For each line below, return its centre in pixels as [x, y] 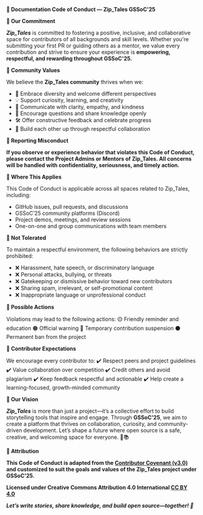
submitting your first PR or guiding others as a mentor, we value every [93, 46]
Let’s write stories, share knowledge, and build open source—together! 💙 [100, 506]
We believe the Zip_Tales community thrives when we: [75, 82]
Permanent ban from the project [46, 337]
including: [19, 195]
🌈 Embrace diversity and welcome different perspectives [85, 93]
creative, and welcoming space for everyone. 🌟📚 [68, 437]
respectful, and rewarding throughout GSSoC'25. [69, 58]
